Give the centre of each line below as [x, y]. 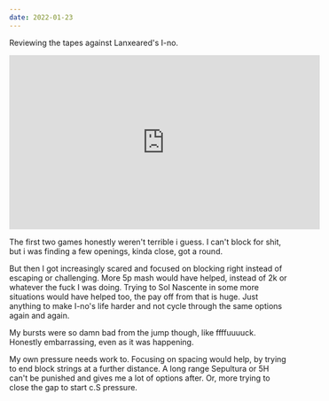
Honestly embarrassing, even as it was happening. [102, 342]
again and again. [39, 315]
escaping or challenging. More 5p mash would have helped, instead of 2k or [148, 278]
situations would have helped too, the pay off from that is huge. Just [134, 297]
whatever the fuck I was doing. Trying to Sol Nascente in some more [134, 287]
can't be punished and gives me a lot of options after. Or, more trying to [140, 378]
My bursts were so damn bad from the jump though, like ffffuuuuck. [133, 332]
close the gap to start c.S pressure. [73, 387]
